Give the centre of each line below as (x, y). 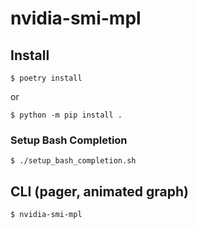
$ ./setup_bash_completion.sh (73, 161)
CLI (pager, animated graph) (100, 191)
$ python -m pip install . (66, 115)
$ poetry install (46, 78)
